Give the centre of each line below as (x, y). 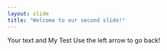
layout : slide (28, 14)
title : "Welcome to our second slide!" (66, 20)
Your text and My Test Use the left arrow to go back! (84, 40)
